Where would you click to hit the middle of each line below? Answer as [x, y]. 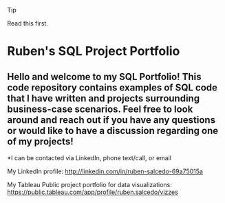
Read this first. [28, 23]
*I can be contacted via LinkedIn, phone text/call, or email [89, 158]
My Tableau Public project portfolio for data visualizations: [89, 185]
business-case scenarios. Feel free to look [100, 109]
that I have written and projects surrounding [104, 98]
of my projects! [40, 141]
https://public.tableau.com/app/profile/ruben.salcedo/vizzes [93, 192]
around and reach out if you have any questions [111, 120]
